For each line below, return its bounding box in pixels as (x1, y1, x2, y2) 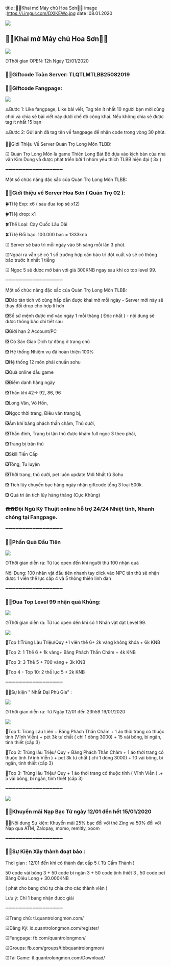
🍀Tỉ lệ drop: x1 (5, 211, 36, 217)
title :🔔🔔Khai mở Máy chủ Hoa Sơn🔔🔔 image (5, 5, 97, 11)
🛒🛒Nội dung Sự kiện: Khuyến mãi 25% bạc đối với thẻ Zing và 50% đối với (5, 820, 161, 826)
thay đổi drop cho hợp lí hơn (5, 303, 65, 309)
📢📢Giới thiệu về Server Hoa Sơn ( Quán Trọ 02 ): (5, 189, 126, 196)
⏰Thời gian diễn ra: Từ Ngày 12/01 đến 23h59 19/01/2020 (5, 709, 126, 715)
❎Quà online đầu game (5, 369, 54, 375)
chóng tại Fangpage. (5, 514, 58, 521)
